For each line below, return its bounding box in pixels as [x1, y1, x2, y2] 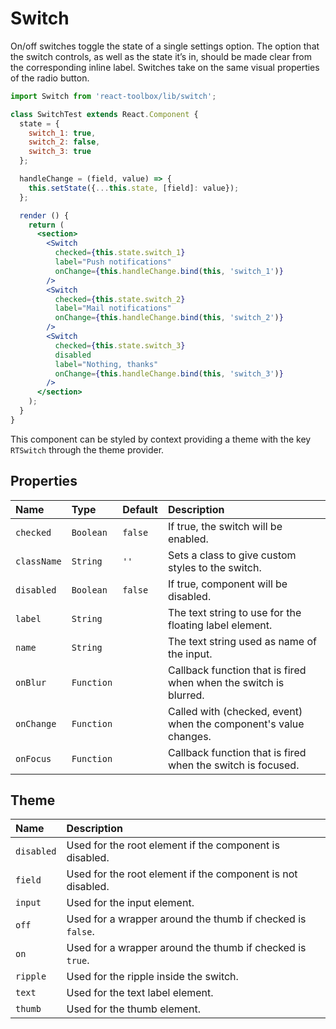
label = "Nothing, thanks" [54, 359, 159, 369]
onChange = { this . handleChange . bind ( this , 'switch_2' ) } [54, 313, 284, 323]
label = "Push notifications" [54, 257, 172, 267]
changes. [167, 729, 212, 743]
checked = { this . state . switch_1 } [54, 248, 186, 258]
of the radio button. [10, 72, 90, 84]
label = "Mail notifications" [54, 303, 172, 314]
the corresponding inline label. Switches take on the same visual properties [10, 61, 320, 73]
